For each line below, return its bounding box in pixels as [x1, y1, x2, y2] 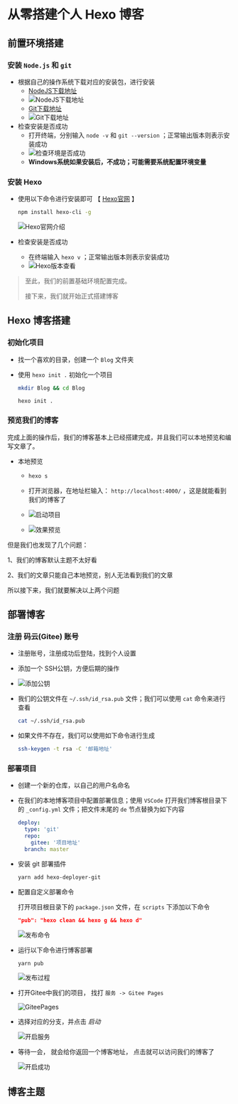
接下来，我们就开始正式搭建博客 [24, 292, 119, 301]
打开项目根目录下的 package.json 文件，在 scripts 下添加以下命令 [17, 902, 210, 911]
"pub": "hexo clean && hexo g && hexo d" [17, 916, 143, 924]
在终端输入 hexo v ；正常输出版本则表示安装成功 [28, 253, 170, 262]
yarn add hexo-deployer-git [17, 874, 101, 881]
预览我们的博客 [7, 415, 59, 425]
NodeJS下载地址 [28, 86, 77, 95]
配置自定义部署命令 [17, 887, 75, 896]
